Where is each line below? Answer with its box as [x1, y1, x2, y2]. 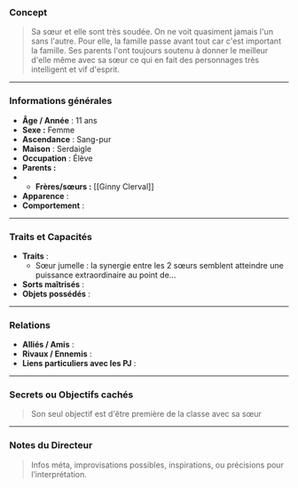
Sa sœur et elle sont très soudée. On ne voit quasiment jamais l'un [30, 27, 273, 37]
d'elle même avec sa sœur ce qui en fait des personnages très [30, 55, 260, 66]
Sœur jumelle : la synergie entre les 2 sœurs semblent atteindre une [35, 260, 284, 270]
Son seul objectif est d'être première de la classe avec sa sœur [30, 409, 262, 420]
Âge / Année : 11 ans [21, 115, 98, 125]
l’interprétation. [30, 468, 87, 479]
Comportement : [21, 200, 85, 211]
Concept [9, 6, 47, 19]
